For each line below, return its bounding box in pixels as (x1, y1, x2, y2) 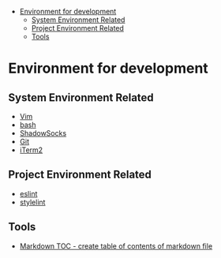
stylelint (19, 197, 46, 207)
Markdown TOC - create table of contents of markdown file (19, 241, 213, 251)
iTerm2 (19, 145, 43, 155)
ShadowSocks (19, 129, 67, 137)
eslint (19, 189, 38, 198)
